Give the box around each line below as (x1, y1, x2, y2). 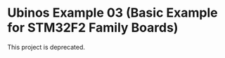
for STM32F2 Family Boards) (7, 20, 179, 36)
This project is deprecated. (7, 43, 86, 51)
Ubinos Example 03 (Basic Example (7, 5, 218, 21)
